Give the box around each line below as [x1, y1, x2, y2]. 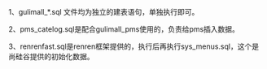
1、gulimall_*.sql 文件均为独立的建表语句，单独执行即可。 [8, 7, 199, 16]
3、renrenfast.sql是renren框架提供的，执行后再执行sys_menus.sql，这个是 [8, 41, 259, 51]
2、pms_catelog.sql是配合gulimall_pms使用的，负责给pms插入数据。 [8, 24, 240, 34]
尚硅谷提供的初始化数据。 [8, 52, 94, 61]
